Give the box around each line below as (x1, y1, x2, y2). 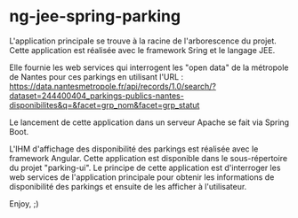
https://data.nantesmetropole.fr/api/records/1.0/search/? (9, 81, 216, 91)
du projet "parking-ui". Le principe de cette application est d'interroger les (9, 162, 281, 173)
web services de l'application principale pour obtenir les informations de (9, 171, 275, 183)
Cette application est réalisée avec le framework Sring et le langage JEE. (9, 44, 276, 55)
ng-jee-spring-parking (9, 6, 181, 27)
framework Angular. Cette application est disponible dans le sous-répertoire (9, 152, 287, 163)
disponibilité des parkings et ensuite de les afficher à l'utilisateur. (9, 181, 247, 191)
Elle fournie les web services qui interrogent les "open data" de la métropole (9, 62, 289, 73)
